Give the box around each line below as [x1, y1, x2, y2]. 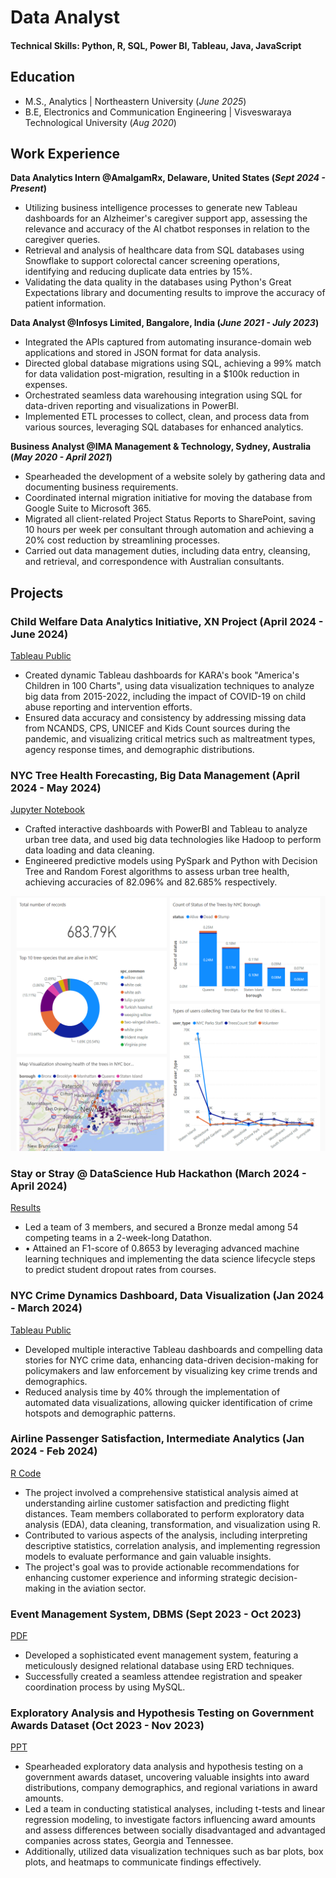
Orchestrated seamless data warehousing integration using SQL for [24, 389, 303, 401]
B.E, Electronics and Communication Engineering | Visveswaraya [24, 106, 292, 118]
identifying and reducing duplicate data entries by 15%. [24, 266, 253, 278]
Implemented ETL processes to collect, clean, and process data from [24, 411, 310, 423]
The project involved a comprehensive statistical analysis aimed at [24, 1486, 299, 1498]
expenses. [24, 379, 68, 391]
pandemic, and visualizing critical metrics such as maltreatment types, [24, 733, 316, 745]
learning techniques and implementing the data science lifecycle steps [24, 1253, 316, 1265]
